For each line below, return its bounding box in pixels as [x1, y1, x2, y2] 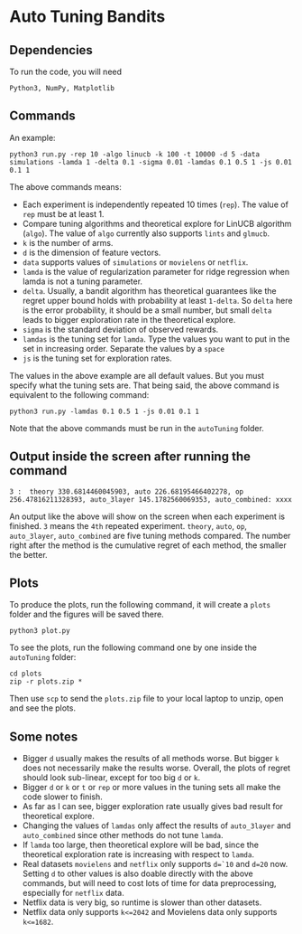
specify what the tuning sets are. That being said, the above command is [9, 380, 279, 391]
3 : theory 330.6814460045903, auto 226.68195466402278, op [9, 486, 244, 496]
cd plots [9, 669, 42, 679]
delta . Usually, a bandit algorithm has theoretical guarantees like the [22, 285, 277, 296]
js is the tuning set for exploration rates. [22, 353, 173, 363]
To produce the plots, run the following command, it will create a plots [9, 599, 271, 610]
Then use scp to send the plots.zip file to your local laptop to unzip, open [9, 693, 284, 704]
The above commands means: [9, 181, 122, 192]
